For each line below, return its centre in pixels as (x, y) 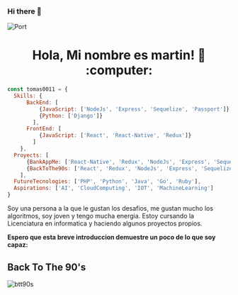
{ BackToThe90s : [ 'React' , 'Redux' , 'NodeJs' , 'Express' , (112, 168)
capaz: (18, 245)
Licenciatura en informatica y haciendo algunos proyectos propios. (105, 223)
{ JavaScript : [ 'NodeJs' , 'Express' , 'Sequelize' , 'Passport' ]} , (136, 109)
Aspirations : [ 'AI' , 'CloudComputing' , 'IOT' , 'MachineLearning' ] (114, 188)
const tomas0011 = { (38, 89)
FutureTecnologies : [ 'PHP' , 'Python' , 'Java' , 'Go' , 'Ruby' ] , (107, 182)
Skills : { (28, 96)
